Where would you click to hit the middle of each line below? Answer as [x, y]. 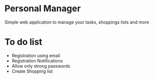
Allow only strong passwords [41, 66]
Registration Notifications [37, 61]
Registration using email [36, 55]
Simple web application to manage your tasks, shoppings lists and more [77, 22]
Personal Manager [43, 9]
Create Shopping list [32, 71]
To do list [23, 42]
